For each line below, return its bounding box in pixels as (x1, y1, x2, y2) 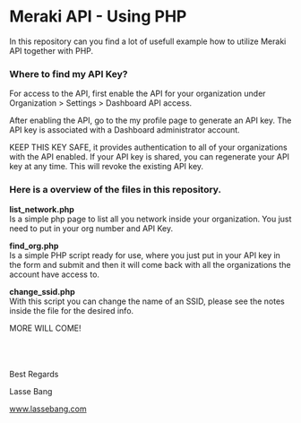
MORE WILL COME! (9, 323, 82, 333)
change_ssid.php (9, 286, 75, 297)
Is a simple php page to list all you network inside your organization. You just (9, 213, 292, 224)
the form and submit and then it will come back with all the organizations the (9, 259, 291, 270)
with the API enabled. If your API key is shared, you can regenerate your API (9, 151, 289, 162)
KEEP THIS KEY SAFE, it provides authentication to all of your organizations (9, 142, 288, 153)
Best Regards (9, 368, 59, 379)
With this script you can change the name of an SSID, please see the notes (9, 296, 285, 306)
